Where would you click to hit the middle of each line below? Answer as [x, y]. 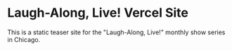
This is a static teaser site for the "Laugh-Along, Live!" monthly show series [116, 32]
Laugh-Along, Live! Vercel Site [98, 13]
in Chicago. [24, 39]
